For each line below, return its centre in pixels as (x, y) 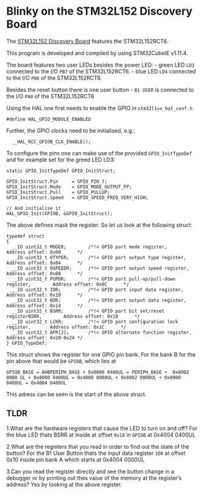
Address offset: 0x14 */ (45, 306)
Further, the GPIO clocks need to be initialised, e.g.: (71, 130)
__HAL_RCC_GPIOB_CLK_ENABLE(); (51, 142)
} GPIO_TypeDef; (27, 343)
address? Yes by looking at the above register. (64, 484)
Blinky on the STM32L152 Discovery (100, 11)
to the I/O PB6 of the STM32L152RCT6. (54, 78)
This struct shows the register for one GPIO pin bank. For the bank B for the (101, 354)
